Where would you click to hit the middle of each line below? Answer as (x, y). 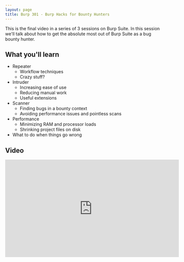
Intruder (20, 82)
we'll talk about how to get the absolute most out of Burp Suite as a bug (78, 34)
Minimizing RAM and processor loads (58, 124)
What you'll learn (32, 54)
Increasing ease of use (43, 88)
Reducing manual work (43, 93)
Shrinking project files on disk (50, 130)
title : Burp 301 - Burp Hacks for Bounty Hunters (58, 14)
